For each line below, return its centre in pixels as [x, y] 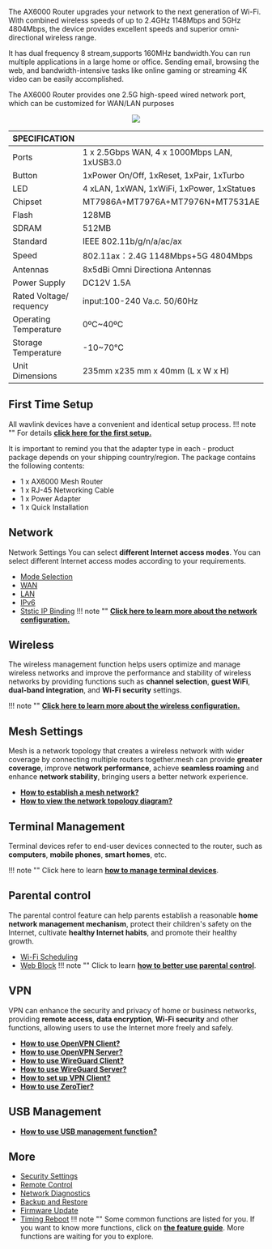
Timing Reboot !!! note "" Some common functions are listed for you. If [137, 1219]
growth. [21, 941]
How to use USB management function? [89, 1131]
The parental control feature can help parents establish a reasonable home [134, 915]
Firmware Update [49, 1211]
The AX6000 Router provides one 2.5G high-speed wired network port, [127, 95]
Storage [28, 342]
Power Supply [39, 283]
